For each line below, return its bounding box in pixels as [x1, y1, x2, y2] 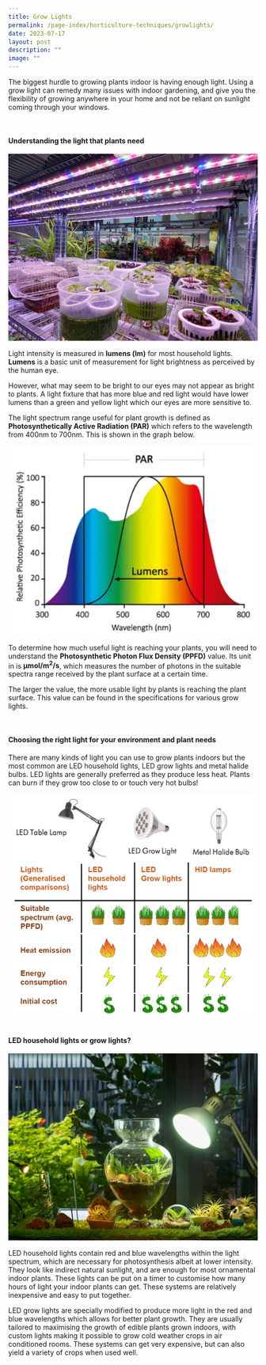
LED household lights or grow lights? [8, 1035, 131, 1045]
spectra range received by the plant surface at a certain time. [8, 669, 208, 679]
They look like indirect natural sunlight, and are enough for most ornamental [8, 1265, 256, 1275]
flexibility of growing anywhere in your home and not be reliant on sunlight [8, 94, 251, 103]
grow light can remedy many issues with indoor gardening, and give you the [8, 85, 256, 95]
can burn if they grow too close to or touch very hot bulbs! [8, 778, 199, 787]
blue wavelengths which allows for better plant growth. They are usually [8, 1314, 243, 1324]
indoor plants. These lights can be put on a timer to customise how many [8, 1274, 246, 1283]
